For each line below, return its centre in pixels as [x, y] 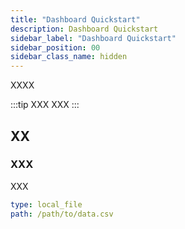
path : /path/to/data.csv [62, 214]
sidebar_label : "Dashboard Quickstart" [93, 38]
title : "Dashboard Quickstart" [75, 19]
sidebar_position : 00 [55, 47]
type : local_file [46, 204]
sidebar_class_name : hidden [69, 57]
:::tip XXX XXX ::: [45, 105]
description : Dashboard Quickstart [84, 29]
